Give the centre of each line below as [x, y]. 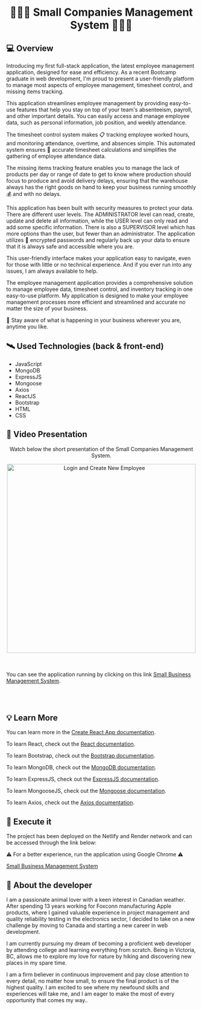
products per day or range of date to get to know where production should [99, 174]
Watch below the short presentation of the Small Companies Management [101, 449]
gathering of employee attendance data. [56, 156]
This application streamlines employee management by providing [87, 103]
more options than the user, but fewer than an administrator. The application [101, 233]
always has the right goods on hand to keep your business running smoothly [101, 187]
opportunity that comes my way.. [47, 1000]
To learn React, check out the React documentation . [71, 744]
